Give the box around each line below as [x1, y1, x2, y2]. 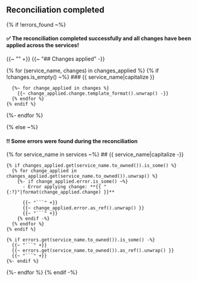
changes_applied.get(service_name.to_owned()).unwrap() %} [6, 173, 158, 180]
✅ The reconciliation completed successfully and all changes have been [6, 35, 192, 42]
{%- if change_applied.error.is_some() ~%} [17, 178, 129, 185]
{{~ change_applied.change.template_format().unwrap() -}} [17, 90, 169, 96]
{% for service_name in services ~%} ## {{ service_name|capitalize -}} [6, 151, 184, 158]
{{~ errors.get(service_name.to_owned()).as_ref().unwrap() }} [11, 248, 174, 254]
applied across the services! [6, 42, 80, 49]
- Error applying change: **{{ [22, 184, 102, 190]
